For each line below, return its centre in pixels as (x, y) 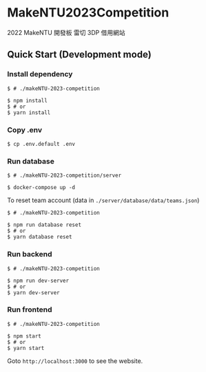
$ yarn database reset (40, 237)
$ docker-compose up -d (41, 188)
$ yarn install (29, 112)
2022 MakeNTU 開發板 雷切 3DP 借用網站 (66, 32)
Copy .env (25, 130)
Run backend (30, 254)
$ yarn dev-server (33, 293)
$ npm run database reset (44, 225)
